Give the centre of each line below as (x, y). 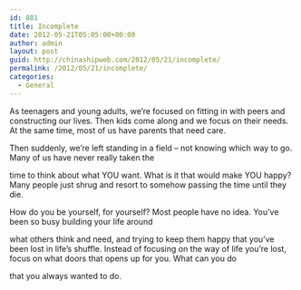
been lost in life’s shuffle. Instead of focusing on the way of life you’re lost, (148, 248)
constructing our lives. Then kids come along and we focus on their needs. (149, 121)
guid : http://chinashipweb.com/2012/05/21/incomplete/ (115, 60)
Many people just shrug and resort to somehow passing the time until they (148, 184)
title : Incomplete (44, 26)
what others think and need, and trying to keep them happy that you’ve (142, 239)
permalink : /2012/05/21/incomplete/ (78, 69)
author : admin (36, 43)
